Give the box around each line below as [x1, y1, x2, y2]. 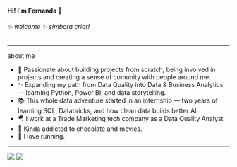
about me [7, 51, 35, 60]
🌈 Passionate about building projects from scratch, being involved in [17, 65, 217, 74]
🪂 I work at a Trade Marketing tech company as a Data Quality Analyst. [17, 114, 226, 122]
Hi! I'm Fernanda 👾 [7, 6, 63, 15]
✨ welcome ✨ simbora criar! [7, 23, 90, 31]
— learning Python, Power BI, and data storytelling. [17, 88, 166, 96]
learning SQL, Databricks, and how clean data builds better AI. [17, 106, 199, 115]
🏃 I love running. [17, 132, 66, 140]
